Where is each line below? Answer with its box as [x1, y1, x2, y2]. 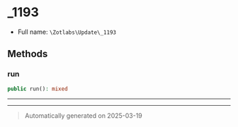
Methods [7, 48, 48, 60]
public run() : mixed [7, 85, 69, 92]
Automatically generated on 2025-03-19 [24, 111, 143, 120]
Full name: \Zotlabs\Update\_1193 [17, 28, 117, 36]
